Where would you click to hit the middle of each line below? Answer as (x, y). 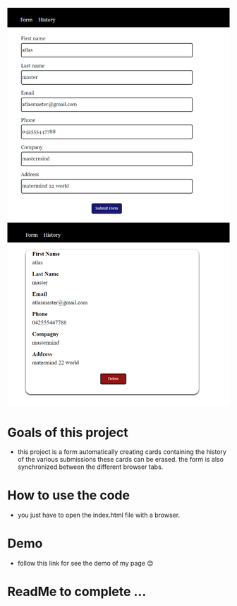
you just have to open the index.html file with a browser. (99, 515)
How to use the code (69, 495)
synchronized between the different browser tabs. (90, 467)
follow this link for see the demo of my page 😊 (85, 564)
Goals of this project (68, 432)
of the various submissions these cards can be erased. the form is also (121, 460)
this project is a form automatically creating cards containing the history (122, 452)
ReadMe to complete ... (77, 592)
